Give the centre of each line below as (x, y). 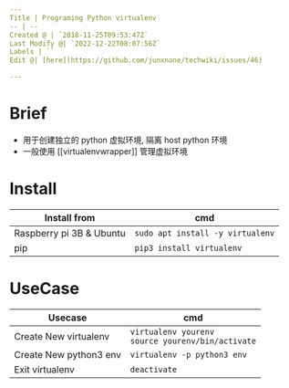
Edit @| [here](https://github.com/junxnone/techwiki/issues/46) (136, 60)
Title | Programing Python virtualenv (83, 18)
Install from (70, 217)
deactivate (154, 369)
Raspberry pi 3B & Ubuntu (70, 233)
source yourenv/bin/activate (193, 341)
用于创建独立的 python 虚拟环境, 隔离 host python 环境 (125, 140)
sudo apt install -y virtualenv (205, 233)
